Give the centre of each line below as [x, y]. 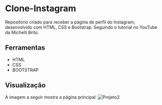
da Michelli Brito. [22, 32]
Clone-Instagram [40, 9]
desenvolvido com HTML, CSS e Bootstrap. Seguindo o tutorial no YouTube [81, 27]
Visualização [25, 85]
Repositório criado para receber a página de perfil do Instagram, [70, 22]
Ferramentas [25, 48]
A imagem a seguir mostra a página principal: [51, 97]
